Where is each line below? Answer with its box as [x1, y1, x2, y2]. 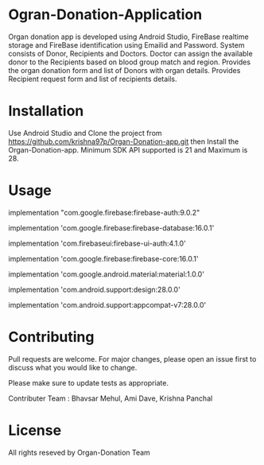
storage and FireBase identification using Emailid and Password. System [8, 40, 245, 49]
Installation [8, 102, 84, 120]
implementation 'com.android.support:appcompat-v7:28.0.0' [8, 300, 207, 309]
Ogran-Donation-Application [8, 6, 203, 24]
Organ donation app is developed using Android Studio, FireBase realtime [8, 32, 249, 41]
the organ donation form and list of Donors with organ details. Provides [8, 65, 241, 75]
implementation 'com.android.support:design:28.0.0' [8, 285, 181, 294]
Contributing [8, 328, 95, 346]
